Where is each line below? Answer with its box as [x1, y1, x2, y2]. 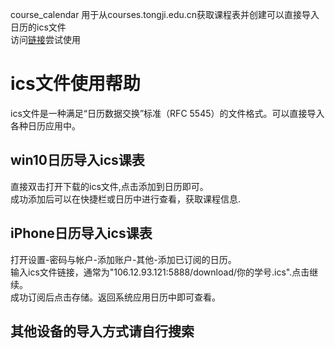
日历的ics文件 [10, 21, 67, 33]
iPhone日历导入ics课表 [10, 225, 153, 242]
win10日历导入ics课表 [10, 152, 145, 169]
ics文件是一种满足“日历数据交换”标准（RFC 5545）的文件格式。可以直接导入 [10, 107, 325, 119]
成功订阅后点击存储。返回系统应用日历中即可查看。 [10, 291, 221, 303]
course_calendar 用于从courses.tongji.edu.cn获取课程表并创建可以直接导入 [10, 9, 320, 20]
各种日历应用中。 [10, 119, 81, 132]
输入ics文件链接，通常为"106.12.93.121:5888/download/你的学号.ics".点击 [10, 266, 310, 278]
